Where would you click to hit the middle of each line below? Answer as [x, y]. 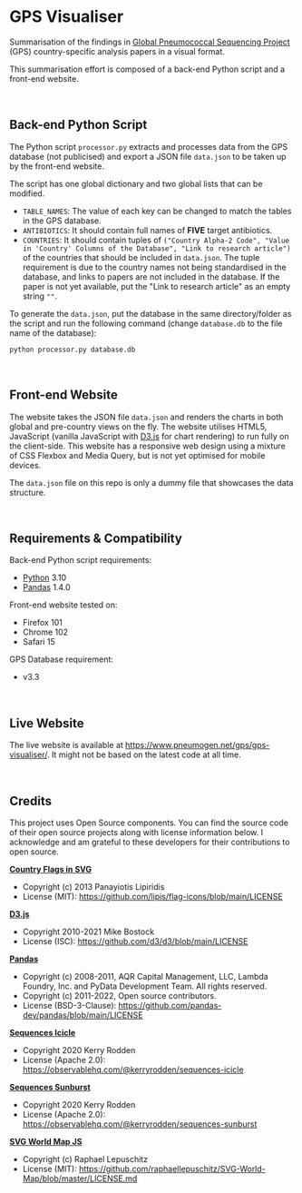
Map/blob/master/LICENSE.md [80, 1178]
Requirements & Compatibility [96, 538]
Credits [31, 801]
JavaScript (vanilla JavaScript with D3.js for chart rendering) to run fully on [149, 436]
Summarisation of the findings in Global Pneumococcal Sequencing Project [150, 42]
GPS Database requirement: [61, 659]
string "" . [39, 296]
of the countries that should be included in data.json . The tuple [141, 257]
